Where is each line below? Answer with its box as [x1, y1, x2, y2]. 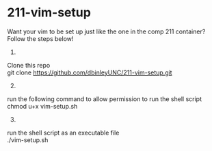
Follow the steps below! [7, 34, 74, 42]
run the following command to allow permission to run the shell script [7, 94, 202, 103]
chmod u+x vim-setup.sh [7, 102, 78, 110]
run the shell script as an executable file [7, 128, 120, 137]
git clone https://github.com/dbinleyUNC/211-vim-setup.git [7, 68, 172, 77]
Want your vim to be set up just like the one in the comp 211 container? [7, 27, 206, 36]
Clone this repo [7, 61, 51, 69]
